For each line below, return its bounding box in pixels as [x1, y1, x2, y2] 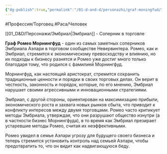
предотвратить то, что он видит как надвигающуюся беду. [5, 143, 130, 149]
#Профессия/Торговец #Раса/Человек [5, 21, 87, 27]
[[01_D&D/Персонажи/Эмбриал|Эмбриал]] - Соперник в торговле [5, 30, 145, 36]
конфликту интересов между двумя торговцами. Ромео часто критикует [5, 107, 160, 113]
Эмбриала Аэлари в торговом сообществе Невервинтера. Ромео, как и [5, 45, 158, 51]
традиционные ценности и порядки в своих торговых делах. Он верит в [5, 76, 158, 82]
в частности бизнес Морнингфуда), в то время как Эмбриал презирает [5, 117, 157, 123]
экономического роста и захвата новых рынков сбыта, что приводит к [5, 101, 156, 107]
